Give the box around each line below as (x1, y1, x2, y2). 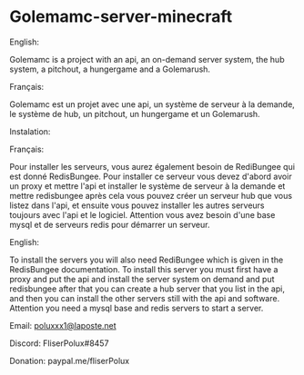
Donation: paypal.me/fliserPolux (9, 355, 130, 366)
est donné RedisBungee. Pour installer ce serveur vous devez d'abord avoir (9, 171, 293, 182)
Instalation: (9, 125, 51, 137)
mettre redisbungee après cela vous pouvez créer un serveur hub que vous (9, 190, 293, 201)
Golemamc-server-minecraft (9, 6, 233, 27)
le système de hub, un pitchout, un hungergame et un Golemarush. (9, 108, 261, 119)
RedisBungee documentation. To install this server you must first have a (9, 263, 279, 274)
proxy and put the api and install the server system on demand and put (9, 273, 275, 284)
